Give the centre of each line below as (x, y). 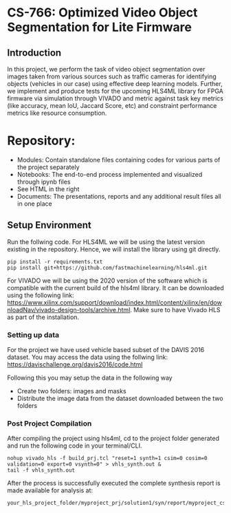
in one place (35, 204)
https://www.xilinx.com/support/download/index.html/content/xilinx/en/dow (114, 302)
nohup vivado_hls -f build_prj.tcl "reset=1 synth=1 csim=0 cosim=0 (107, 459)
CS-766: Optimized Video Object (102, 13)
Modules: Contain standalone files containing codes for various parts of (119, 160)
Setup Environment (49, 225)
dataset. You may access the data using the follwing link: (88, 357)
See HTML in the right (48, 189)
